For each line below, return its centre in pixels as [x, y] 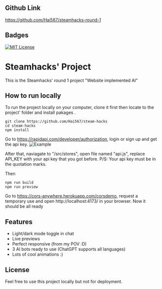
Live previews [26, 239]
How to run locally [33, 96]
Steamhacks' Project [48, 67]
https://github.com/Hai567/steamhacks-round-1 [53, 20]
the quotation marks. [26, 164]
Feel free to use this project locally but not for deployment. [64, 281]
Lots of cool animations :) [37, 254]
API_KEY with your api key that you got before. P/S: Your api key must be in [81, 159]
